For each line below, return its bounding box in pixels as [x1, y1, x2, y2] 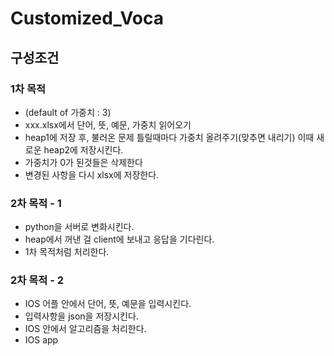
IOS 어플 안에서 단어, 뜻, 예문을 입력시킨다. [24, 298, 192, 310]
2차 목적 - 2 [10, 273, 65, 287]
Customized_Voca [10, 7, 164, 30]
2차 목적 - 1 [10, 196, 62, 210]
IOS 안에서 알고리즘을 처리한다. [24, 323, 147, 335]
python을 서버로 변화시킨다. [24, 221, 135, 233]
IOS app [24, 334, 59, 346]
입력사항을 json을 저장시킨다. [24, 310, 139, 322]
